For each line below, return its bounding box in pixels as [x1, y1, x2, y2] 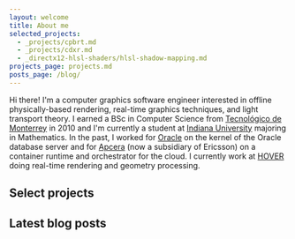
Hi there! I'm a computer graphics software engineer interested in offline [9, 94, 272, 105]
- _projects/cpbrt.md [17, 37, 97, 47]
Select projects [9, 186, 95, 201]
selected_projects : [9, 29, 81, 38]
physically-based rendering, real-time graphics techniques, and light [9, 103, 259, 115]
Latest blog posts [9, 215, 107, 230]
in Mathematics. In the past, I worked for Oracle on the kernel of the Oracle [9, 131, 282, 142]
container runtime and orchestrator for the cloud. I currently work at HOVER [9, 151, 284, 161]
